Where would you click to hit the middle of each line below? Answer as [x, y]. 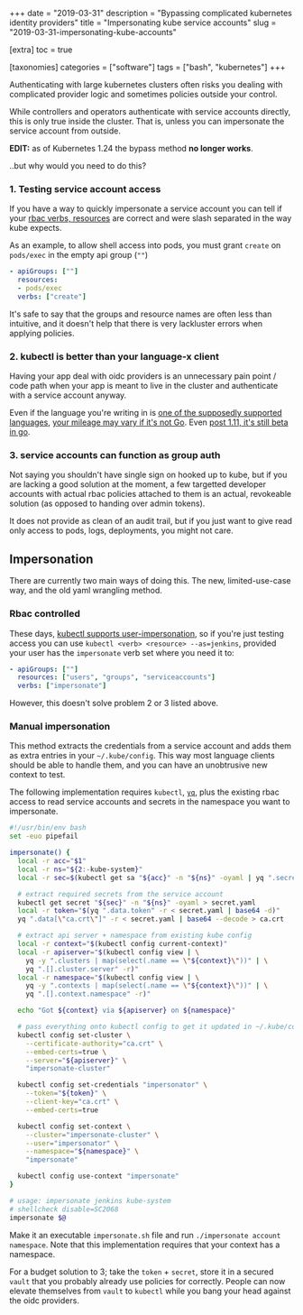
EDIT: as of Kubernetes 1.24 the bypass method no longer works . [132, 148]
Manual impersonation [60, 727]
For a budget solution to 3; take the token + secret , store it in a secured [142, 1272]
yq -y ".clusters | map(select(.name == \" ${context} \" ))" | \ [147, 961]
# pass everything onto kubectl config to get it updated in [135, 1027]
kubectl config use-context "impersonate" [98, 1176]
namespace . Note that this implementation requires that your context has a [145, 1245]
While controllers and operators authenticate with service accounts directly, [150, 111]
